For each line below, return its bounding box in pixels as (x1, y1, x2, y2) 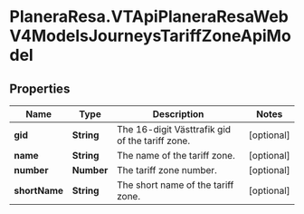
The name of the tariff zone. (116, 150, 235, 161)
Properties (9, 81, 71, 96)
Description (152, 108, 204, 120)
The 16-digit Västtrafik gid (116, 123, 232, 135)
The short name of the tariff (116, 179, 234, 191)
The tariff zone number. (116, 164, 217, 176)
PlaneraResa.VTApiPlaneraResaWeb (9, 6, 290, 27)
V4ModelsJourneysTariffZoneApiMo (9, 25, 291, 46)
